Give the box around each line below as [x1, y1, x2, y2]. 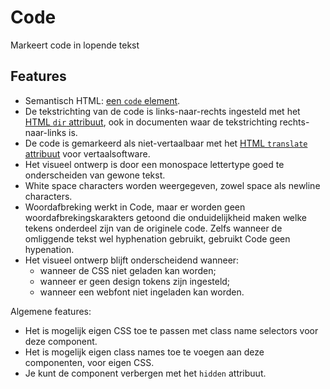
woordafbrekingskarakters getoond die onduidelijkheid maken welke [24, 211, 307, 223]
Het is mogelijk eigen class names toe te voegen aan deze [24, 346, 265, 358]
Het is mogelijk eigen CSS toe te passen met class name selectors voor [24, 324, 319, 336]
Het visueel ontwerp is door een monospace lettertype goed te [24, 158, 285, 170]
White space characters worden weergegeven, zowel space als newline [24, 179, 321, 191]
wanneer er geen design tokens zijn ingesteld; [39, 275, 231, 287]
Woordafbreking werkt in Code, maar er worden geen [24, 201, 246, 213]
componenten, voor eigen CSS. [24, 356, 155, 368]
